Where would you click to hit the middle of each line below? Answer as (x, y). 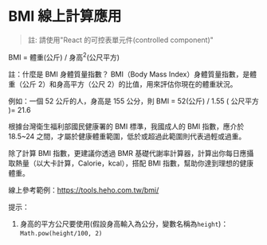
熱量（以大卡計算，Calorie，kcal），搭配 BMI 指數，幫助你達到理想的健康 (134, 163)
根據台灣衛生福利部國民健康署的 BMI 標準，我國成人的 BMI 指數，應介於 (126, 126)
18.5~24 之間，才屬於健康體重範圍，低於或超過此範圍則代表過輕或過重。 (127, 136)
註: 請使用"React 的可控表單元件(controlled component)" (120, 40)
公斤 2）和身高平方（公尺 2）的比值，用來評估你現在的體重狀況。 (130, 84)
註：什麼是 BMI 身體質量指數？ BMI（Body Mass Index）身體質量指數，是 (129, 74)
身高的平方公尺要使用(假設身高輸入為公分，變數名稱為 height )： (124, 224)
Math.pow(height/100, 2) (61, 233)
